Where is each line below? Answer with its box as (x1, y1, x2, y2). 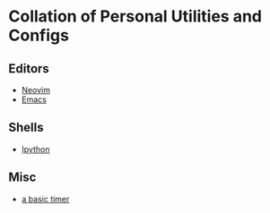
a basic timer (21, 193, 70, 204)
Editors (8, 61, 50, 76)
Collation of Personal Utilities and (8, 6, 262, 27)
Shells (8, 120, 44, 135)
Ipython (21, 143, 50, 154)
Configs (8, 25, 69, 46)
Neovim (21, 85, 51, 95)
